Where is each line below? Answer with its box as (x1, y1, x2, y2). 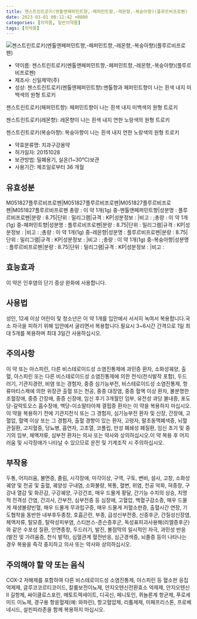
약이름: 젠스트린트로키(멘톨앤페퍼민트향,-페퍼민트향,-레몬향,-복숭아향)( (14, 62, 178, 69)
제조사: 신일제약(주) (14, 77, 60, 84)
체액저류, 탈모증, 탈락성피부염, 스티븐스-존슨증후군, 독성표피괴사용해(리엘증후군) (6, 519, 190, 526)
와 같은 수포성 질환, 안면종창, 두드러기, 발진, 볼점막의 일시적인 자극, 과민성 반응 (6, 526, 186, 534)
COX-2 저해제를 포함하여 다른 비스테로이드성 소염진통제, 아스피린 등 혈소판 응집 (6, 577, 189, 584)
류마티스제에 (6, 387, 35, 394)
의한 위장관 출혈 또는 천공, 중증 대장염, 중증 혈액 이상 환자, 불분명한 (36, 387, 189, 394)
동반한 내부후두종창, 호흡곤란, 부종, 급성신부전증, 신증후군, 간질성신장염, (26, 511, 191, 519)
